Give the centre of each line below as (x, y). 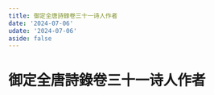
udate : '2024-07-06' (43, 31)
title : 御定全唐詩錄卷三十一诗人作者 (63, 16)
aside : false (30, 38)
